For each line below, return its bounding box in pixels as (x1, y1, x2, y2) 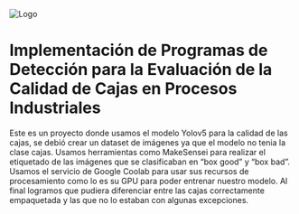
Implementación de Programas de (9, 41, 268, 60)
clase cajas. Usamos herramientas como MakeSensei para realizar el (9, 146, 266, 157)
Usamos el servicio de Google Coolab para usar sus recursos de (9, 165, 249, 176)
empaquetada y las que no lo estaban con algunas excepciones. (9, 194, 249, 205)
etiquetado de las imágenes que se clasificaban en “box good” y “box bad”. (9, 156, 291, 167)
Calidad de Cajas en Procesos (9, 79, 238, 99)
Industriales (9, 98, 101, 118)
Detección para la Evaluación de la (9, 60, 273, 80)
